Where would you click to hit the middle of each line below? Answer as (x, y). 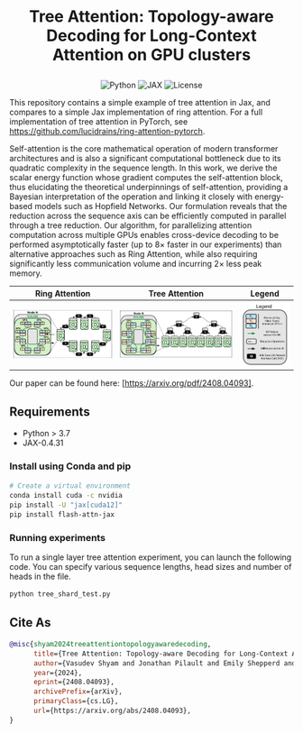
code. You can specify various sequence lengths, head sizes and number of (151, 567)
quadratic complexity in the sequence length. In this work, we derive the (143, 168)
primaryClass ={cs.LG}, (76, 701)
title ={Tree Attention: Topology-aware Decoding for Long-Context (161, 654)
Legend (265, 293)
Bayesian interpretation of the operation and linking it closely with (131, 197)
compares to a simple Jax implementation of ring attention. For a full (136, 112)
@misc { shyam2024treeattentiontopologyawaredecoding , (110, 644)
